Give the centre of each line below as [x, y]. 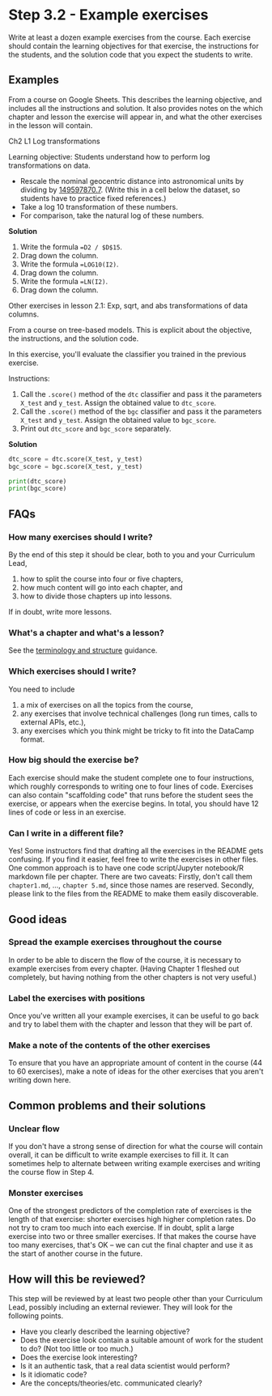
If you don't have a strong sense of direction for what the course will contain [136, 1147]
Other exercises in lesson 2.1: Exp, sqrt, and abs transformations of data [128, 305]
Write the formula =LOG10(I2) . [69, 264]
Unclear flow [34, 1129]
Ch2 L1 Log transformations [54, 141]
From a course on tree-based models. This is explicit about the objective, [130, 330]
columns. [24, 314]
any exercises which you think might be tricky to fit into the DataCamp [137, 730]
